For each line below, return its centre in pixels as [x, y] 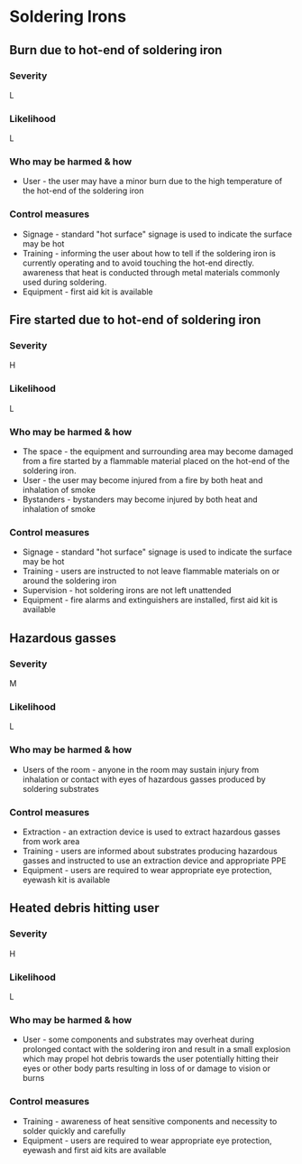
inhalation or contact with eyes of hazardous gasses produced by [144, 779]
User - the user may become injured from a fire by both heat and [142, 480]
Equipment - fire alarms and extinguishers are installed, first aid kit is [150, 600]
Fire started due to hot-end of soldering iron [135, 320]
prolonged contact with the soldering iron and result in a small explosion [156, 1049]
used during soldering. [64, 282]
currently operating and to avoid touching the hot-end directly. [138, 263]
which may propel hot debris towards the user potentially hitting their [151, 1059]
